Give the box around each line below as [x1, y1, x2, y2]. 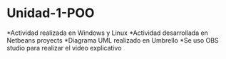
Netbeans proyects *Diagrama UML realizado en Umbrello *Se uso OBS [6, 36, 219, 44]
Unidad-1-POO [6, 5, 95, 21]
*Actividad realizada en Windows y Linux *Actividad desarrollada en [6, 28, 208, 37]
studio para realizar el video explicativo [6, 43, 122, 52]
